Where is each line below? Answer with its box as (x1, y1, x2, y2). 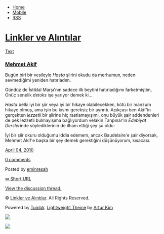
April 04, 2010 (5, 147, 34, 153)
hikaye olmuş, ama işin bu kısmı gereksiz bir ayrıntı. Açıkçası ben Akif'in (5, 107, 151, 113)
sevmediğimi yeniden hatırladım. (5, 77, 71, 83)
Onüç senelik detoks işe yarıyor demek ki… (5, 92, 93, 98)
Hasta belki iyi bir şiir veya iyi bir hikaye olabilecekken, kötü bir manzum (5, 101, 152, 108)
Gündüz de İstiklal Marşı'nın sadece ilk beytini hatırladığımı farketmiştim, (5, 87, 152, 93)
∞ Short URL (5, 176, 32, 182)
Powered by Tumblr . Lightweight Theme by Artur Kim (5, 205, 113, 211)
